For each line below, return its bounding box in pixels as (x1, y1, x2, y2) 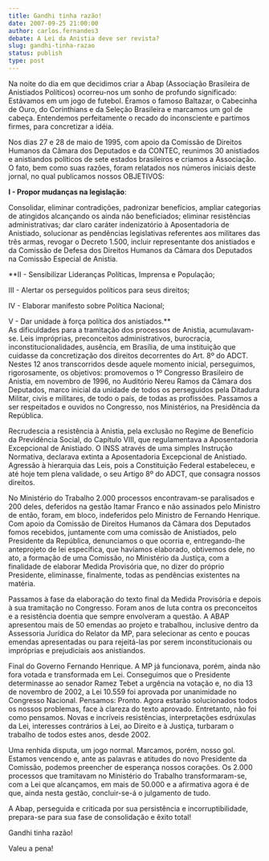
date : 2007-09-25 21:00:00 (8, 19, 99, 27)
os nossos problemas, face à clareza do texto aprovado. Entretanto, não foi (8, 704, 257, 714)
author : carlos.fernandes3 (8, 27, 99, 35)
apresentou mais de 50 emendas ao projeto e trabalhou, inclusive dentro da (8, 619, 259, 629)
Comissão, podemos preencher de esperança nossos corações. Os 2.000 (8, 762, 253, 772)
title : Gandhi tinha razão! (8, 11, 103, 20)
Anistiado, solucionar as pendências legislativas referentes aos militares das (8, 228, 261, 238)
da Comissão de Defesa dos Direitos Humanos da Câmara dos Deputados (8, 245, 253, 255)
